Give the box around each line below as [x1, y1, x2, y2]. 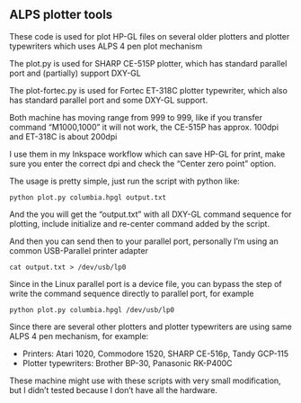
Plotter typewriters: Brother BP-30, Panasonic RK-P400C [22, 357, 233, 368]
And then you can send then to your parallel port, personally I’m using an [9, 236, 279, 246]
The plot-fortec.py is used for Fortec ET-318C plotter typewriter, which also [9, 85, 288, 95]
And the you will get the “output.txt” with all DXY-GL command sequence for [9, 209, 292, 219]
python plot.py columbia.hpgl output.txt [9, 193, 167, 201]
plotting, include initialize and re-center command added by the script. [9, 218, 270, 228]
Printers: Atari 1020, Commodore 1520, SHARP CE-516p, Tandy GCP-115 [22, 348, 289, 359]
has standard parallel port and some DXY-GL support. [9, 94, 208, 105]
